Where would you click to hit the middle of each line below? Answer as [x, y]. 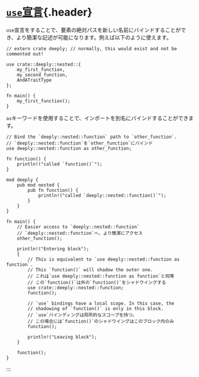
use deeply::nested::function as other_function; [69, 148]
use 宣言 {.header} [49, 12]
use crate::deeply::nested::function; [76, 287]
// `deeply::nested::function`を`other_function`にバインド [80, 143]
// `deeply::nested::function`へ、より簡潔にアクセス [80, 233]
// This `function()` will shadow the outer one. [90, 269]
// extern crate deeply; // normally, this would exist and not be [92, 48]
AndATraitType [34, 80]
